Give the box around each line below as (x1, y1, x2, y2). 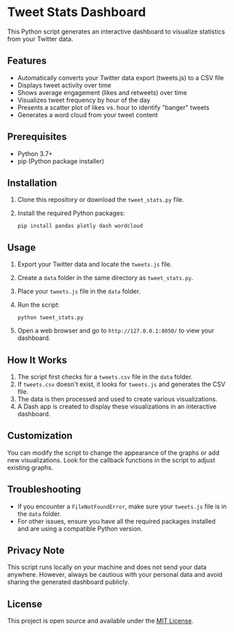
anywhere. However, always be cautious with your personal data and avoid (7, 571, 223, 579)
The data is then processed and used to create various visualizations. (17, 395, 218, 403)
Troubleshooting (7, 483, 82, 496)
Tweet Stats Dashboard (7, 4, 147, 20)
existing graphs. (7, 463, 54, 471)
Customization (7, 430, 73, 442)
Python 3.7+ (17, 149, 53, 158)
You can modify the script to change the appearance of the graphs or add (7, 448, 220, 457)
